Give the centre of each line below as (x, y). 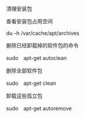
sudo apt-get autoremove (39, 108)
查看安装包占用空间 (30, 21)
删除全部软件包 (24, 71)
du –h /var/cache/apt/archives (43, 33)
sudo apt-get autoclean (36, 58)
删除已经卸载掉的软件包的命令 (42, 45)
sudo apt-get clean (31, 83)
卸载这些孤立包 (24, 96)
